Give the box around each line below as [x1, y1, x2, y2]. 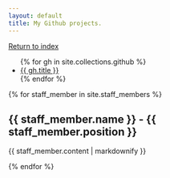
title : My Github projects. [8, 19, 103, 27]
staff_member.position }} [8, 125, 138, 139]
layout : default [8, 11, 63, 20]
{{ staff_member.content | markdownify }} [8, 146, 147, 156]
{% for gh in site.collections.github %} [19, 57, 147, 67]
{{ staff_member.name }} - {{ [8, 112, 156, 126]
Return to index [8, 41, 59, 51]
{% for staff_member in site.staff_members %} [8, 89, 163, 99]
